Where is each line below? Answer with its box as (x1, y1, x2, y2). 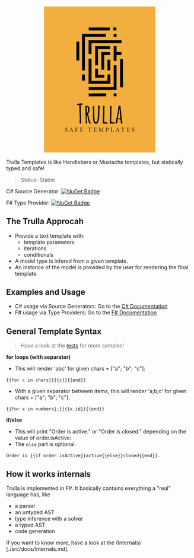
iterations (23, 244, 47, 252)
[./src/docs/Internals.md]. (6, 546, 69, 553)
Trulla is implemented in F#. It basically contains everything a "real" (6, 484, 171, 492)
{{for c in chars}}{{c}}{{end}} (6, 377, 86, 383)
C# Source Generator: (6, 187, 61, 194)
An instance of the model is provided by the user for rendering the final (14, 263, 189, 270)
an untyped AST (14, 509, 55, 516)
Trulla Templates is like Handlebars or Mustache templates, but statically (6, 158, 183, 165)
